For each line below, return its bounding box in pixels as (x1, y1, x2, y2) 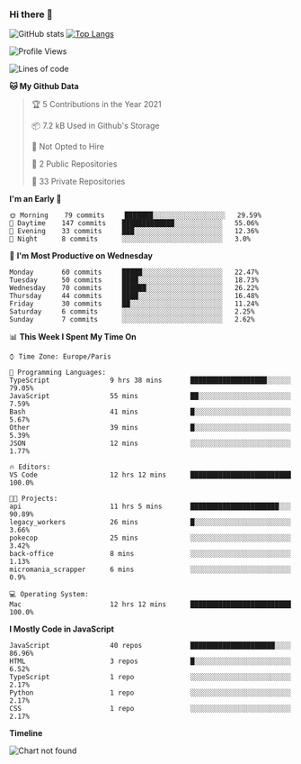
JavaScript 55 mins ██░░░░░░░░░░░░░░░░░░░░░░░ (9, 392, 292, 401)
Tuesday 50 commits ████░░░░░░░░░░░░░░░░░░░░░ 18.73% (9, 276, 259, 285)
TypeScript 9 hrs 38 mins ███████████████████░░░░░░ (9, 376, 292, 386)
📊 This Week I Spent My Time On (9, 332, 137, 342)
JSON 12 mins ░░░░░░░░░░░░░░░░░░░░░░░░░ (9, 439, 292, 449)
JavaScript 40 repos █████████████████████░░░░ (9, 641, 292, 650)
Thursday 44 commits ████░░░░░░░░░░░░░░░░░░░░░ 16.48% (9, 292, 259, 301)
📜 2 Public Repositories (31, 159, 118, 169)
